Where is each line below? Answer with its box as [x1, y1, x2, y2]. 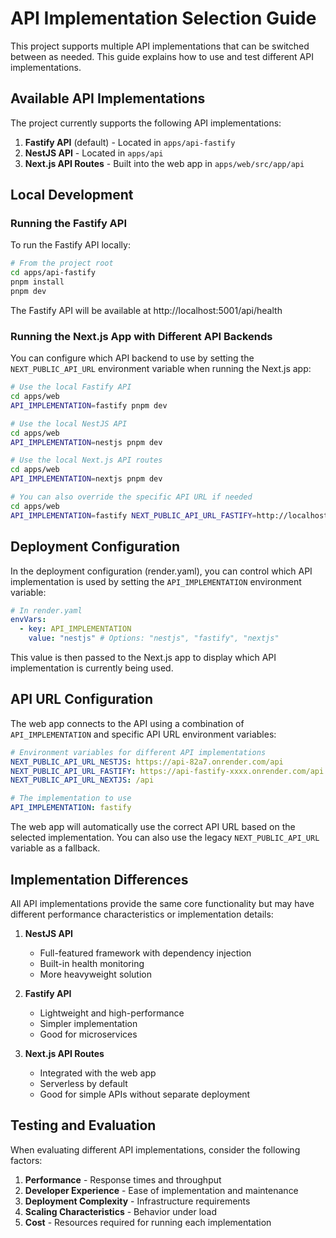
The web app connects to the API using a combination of [10, 717, 245, 729]
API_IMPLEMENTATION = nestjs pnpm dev [10, 437, 163, 447]
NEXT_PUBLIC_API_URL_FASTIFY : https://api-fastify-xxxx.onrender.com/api [10, 766, 325, 776]
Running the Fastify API [10, 217, 128, 231]
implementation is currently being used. [10, 662, 174, 674]
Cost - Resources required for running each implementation [24, 1216, 272, 1228]
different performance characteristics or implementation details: [10, 908, 274, 920]
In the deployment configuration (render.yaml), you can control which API [10, 565, 313, 577]
